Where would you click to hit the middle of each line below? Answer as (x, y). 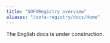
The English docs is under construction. (55, 34)
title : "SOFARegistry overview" (46, 11)
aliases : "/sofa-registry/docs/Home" (53, 17)
